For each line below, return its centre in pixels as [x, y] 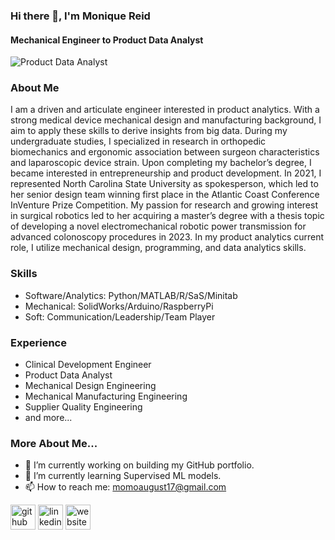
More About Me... [54, 443]
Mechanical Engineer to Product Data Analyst [107, 40]
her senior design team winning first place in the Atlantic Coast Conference [165, 195]
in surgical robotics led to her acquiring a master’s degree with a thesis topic [167, 216]
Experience [38, 342]
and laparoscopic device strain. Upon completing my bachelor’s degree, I [161, 163]
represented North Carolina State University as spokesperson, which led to [164, 184]
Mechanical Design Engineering [90, 386]
